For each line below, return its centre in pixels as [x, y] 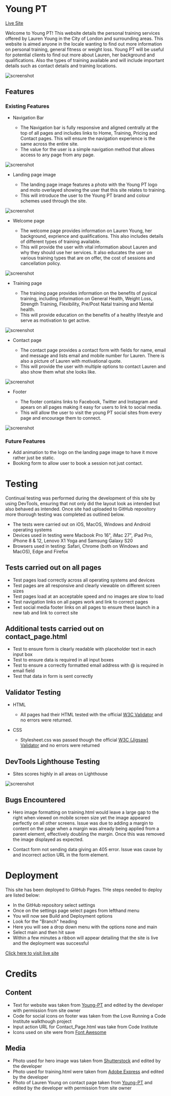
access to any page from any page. [57, 155]
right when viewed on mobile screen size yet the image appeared [81, 817]
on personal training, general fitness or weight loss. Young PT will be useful [85, 49]
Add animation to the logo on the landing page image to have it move [85, 452]
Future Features [26, 441]
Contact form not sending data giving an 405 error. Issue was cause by [88, 849]
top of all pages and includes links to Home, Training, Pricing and [89, 133]
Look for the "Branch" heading [45, 921]
